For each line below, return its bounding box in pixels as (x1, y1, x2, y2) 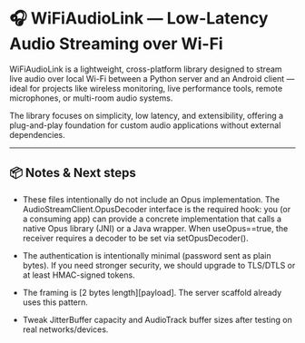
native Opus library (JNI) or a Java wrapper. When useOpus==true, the (22, 222, 289, 233)
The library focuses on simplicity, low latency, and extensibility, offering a (9, 110, 284, 121)
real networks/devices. (22, 324, 109, 335)
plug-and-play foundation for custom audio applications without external (9, 120, 281, 131)
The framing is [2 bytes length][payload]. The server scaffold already (22, 287, 282, 298)
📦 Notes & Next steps (9, 165, 136, 181)
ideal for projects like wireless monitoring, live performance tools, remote (9, 83, 283, 93)
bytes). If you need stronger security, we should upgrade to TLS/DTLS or (22, 260, 296, 270)
